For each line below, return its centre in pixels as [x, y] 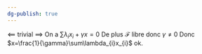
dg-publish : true [33, 14]
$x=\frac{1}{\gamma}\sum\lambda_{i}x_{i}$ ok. [75, 43]
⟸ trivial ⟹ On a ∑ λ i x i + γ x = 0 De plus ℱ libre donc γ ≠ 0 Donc [101, 35]
